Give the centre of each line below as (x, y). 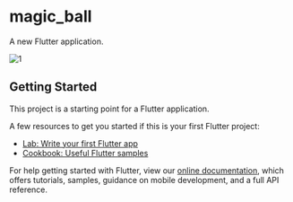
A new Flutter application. (56, 41)
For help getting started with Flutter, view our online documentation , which (147, 170)
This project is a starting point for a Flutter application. (109, 109)
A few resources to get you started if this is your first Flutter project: (134, 126)
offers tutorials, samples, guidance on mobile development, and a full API (144, 180)
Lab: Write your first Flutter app (80, 143)
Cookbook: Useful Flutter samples (85, 153)
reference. (28, 189)
